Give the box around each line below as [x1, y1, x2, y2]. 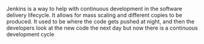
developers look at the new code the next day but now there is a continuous [6, 24, 198, 31]
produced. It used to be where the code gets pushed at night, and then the [6, 18, 195, 25]
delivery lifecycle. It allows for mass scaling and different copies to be [6, 11, 183, 19]
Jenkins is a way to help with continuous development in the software [6, 5, 183, 12]
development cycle [6, 31, 55, 38]
